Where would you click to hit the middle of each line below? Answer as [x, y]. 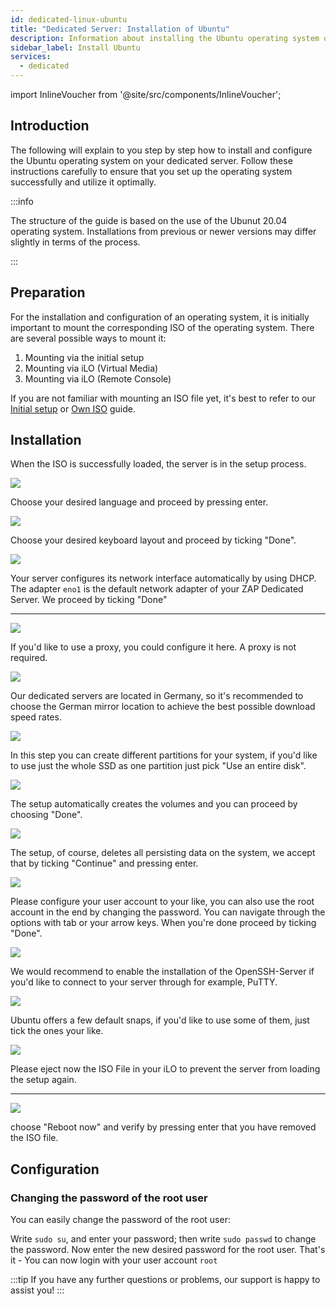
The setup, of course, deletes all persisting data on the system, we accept [163, 853]
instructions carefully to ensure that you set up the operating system [151, 171]
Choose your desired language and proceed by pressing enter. [139, 502]
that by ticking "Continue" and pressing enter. [104, 863]
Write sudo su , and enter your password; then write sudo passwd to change [163, 1239]
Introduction [50, 126]
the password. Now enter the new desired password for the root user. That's [168, 1250]
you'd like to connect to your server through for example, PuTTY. [144, 982]
